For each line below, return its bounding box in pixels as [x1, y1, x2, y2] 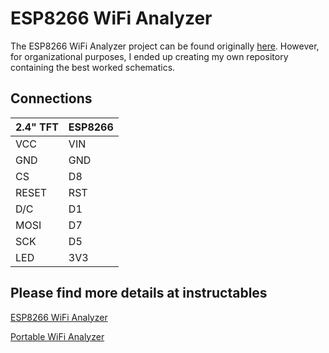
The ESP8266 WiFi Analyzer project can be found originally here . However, [10, 40, 320, 52]
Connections [10, 90, 93, 107]
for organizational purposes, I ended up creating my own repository [10, 50, 289, 62]
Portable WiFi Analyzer [10, 330, 105, 342]
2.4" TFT [15, 120, 59, 134]
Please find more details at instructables [10, 285, 268, 302]
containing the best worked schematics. [10, 61, 176, 73]
